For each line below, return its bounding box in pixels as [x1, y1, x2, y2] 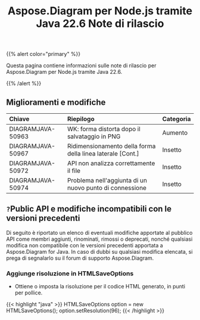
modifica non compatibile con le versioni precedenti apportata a [6, 241, 164, 248]
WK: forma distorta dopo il [67, 125, 141, 133]
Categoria [162, 115, 191, 123]
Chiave [9, 115, 30, 123]
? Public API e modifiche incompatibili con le [6, 204, 172, 214]
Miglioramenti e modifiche [6, 97, 106, 107]
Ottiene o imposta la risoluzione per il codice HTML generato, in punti [14, 283, 186, 290]
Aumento [162, 129, 188, 136]
